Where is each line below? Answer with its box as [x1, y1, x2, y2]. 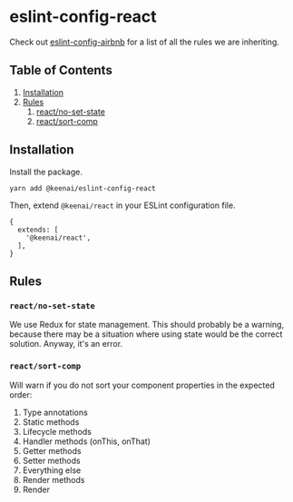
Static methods [22, 416, 80, 428]
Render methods [22, 474, 85, 485]
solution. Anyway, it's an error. [9, 339, 123, 349]
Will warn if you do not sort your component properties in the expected [9, 379, 275, 390]
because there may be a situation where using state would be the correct [9, 329, 283, 340]
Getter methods [22, 445, 82, 456]
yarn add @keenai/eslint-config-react [9, 183, 156, 192]
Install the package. [9, 166, 83, 177]
